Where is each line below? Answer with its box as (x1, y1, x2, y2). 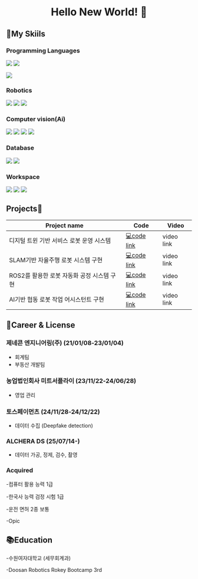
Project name (45, 221, 84, 229)
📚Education (6, 535, 53, 545)
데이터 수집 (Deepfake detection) (14, 422, 93, 429)
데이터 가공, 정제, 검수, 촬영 (14, 451, 78, 458)
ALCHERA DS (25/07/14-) (6, 437, 81, 445)
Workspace (6, 173, 40, 181)
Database (6, 144, 34, 152)
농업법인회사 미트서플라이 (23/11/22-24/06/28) (6, 377, 137, 385)
